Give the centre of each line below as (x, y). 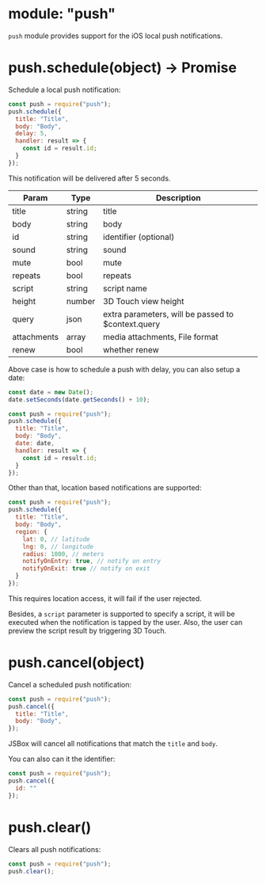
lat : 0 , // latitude (56, 539)
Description (178, 197)
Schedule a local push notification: (65, 89)
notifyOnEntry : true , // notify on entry (91, 561)
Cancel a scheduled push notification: (70, 684)
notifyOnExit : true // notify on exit (86, 569)
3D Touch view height (143, 301)
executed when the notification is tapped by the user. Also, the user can (125, 622)
